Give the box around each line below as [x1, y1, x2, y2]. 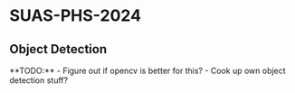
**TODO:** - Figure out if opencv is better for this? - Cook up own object [9, 65, 287, 76]
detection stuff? [9, 75, 69, 86]
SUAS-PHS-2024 [9, 5, 142, 26]
